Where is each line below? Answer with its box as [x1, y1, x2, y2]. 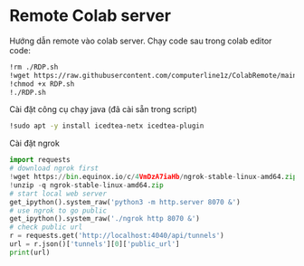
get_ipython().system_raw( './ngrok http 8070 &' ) [9, 214, 201, 223]
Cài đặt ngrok [9, 138, 61, 149]
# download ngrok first [9, 164, 100, 173]
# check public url [9, 223, 83, 232]
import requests [9, 156, 71, 165]
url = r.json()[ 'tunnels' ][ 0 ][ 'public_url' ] [9, 240, 180, 249]
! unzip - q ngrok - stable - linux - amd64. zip [9, 180, 165, 190]
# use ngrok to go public [9, 205, 107, 215]
